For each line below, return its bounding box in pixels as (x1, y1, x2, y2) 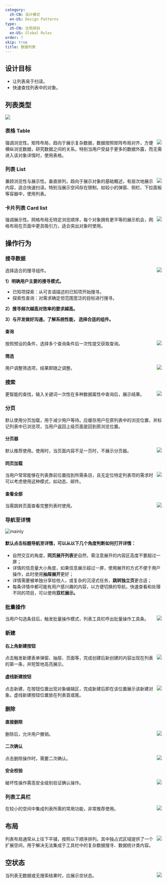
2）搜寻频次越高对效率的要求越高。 (5, 305, 78, 311)
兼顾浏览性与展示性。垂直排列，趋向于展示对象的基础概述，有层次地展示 (5, 178, 153, 184)
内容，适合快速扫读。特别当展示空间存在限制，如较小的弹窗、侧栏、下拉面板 (5, 184, 162, 190)
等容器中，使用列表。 (5, 190, 49, 196)
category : (5, 7, 26, 12)
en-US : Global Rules (9, 30, 52, 35)
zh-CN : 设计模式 (9, 12, 41, 17)
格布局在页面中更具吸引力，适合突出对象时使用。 (5, 223, 105, 229)
